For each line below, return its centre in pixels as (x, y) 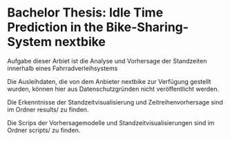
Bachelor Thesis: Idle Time (85, 13)
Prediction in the (55, 27)
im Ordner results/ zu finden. (48, 109)
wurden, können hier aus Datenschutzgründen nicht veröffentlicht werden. (113, 89)
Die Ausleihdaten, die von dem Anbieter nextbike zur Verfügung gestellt (109, 81)
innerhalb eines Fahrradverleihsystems (63, 68)
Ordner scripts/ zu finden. (44, 130)
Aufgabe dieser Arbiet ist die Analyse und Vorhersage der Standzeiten (107, 61)
